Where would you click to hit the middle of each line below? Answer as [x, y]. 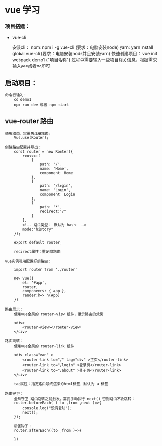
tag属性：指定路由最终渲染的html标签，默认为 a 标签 [61, 384]
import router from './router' [46, 270]
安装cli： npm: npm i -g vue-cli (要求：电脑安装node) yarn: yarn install [82, 47]
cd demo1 [23, 100]
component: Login [58, 194]
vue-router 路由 [29, 121]
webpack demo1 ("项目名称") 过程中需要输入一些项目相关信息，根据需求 [84, 60]
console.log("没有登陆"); [47, 408]
